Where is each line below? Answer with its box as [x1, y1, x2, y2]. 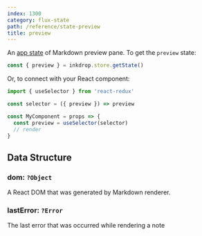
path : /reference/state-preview [7, 23, 100, 30]
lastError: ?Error [7, 205, 64, 215]
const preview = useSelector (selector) [13, 119, 129, 126]
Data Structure [7, 151, 73, 163]
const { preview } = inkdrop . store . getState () [7, 62, 144, 69]
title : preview [7, 29, 51, 37]
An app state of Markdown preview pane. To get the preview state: [7, 49, 196, 57]
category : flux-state [7, 17, 70, 24]
